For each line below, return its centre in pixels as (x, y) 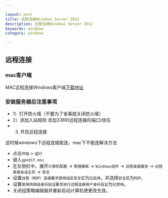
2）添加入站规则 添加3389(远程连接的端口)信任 (62, 120)
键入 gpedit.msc (28, 160)
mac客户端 (18, 75)
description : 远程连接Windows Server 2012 (49, 24)
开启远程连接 (33, 132)
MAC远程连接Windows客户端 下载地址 (45, 87)
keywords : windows (25, 28)
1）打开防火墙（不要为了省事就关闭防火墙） (58, 114)
